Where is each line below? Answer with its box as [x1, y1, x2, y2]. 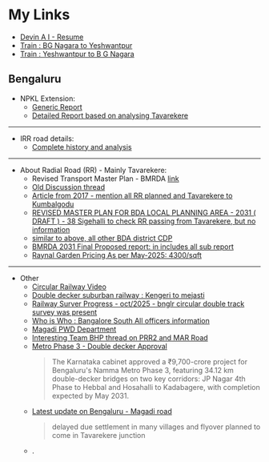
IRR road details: [19, 134, 74, 143]
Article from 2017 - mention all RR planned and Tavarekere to [31, 191, 233, 200]
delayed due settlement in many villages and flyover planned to [51, 422, 261, 432]
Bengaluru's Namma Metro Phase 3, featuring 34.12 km [51, 365, 235, 375]
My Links [8, 6, 70, 24]
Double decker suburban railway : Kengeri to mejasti [31, 290, 206, 299]
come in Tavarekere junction [51, 430, 146, 440]
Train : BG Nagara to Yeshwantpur [19, 40, 133, 50]
